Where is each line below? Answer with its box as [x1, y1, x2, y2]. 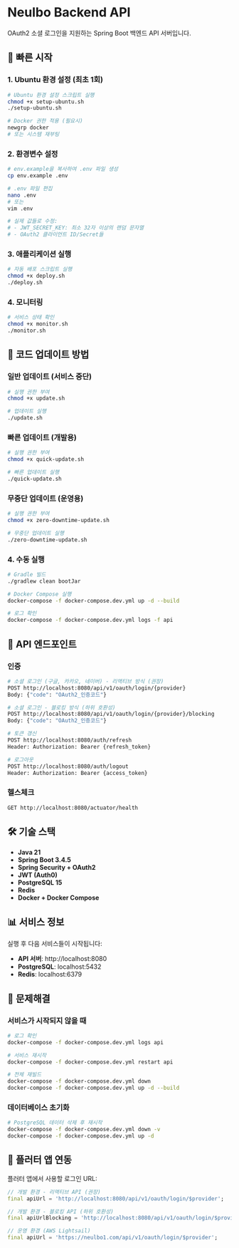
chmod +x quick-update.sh [7, 456, 84, 463]
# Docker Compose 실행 [7, 591, 72, 598]
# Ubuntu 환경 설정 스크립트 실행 [7, 91, 95, 98]
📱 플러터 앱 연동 [7, 1154, 73, 1166]
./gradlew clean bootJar [7, 578, 81, 585]
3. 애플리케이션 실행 [7, 249, 72, 259]
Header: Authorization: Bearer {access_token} [7, 769, 148, 776]
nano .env [7, 192, 37, 199]
